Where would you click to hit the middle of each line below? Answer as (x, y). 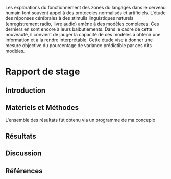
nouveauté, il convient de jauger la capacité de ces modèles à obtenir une (83, 35)
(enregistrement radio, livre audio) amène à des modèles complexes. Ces (82, 24)
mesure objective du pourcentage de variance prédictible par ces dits (79, 45)
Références (24, 171)
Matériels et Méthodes (42, 108)
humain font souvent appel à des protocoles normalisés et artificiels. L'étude (86, 13)
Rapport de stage (43, 72)
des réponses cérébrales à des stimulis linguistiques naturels (69, 18)
